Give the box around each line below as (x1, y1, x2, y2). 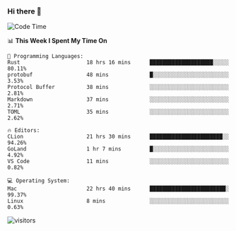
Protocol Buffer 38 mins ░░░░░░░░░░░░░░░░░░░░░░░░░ (7, 84, 230, 91)
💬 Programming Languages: (7, 53, 83, 60)
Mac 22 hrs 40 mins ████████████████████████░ (7, 185, 230, 193)
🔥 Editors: (7, 127, 40, 134)
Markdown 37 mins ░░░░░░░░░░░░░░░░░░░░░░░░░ (7, 96, 230, 103)
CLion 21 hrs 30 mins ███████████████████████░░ (7, 134, 230, 141)
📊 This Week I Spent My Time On (7, 37, 107, 45)
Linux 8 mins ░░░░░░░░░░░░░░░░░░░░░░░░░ (7, 198, 230, 205)
